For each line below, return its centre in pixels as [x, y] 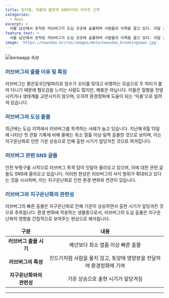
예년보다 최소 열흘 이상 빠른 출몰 [105, 245]
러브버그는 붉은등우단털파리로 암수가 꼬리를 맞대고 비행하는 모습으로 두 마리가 [81, 84]
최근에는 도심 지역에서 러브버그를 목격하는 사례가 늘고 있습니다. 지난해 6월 [78, 129]
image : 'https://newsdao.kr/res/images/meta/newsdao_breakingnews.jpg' [82, 43]
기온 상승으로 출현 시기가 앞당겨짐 [105, 278]
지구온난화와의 [26, 275]
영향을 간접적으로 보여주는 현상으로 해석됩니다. [64, 219]
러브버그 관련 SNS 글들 [31, 155]
